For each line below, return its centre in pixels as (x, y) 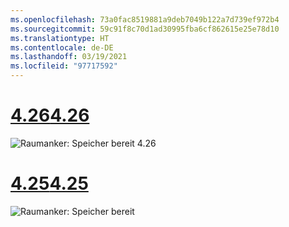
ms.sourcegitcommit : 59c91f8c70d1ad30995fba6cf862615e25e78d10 (145, 29)
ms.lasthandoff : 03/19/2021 (69, 57)
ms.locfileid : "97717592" (64, 66)
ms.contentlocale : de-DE (62, 47)
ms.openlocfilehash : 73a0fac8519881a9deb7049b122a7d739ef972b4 (145, 19)
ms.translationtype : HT (60, 38)
